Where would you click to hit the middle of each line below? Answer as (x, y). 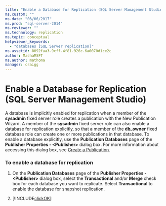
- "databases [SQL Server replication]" (52, 46)
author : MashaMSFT (24, 55)
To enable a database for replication (49, 162)
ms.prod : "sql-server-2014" (34, 23)
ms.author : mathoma (25, 60)
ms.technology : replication (34, 33)
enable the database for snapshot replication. (59, 189)
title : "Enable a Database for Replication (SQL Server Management (76, 10)
